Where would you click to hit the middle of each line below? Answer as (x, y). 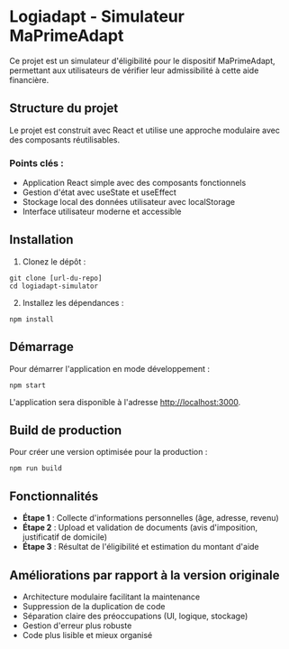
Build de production (66, 431)
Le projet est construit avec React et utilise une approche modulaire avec (145, 130)
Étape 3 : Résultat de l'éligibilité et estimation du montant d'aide (140, 547)
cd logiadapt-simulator (54, 286)
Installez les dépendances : (73, 302)
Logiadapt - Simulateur (97, 17)
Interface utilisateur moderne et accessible (102, 212)
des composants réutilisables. (65, 139)
